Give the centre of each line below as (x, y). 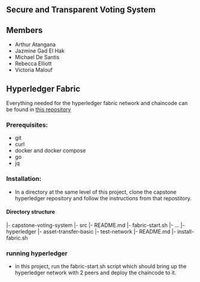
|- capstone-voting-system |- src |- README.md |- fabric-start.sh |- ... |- (96, 225)
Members (24, 30)
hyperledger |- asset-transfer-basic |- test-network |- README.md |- (91, 231)
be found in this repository (39, 109)
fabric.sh (17, 238)
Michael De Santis (37, 57)
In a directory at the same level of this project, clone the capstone (96, 192)
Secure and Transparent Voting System (81, 10)
